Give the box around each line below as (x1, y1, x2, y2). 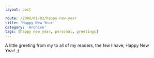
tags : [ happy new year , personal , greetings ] (5, 29, 98, 34)
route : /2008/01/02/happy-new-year (5, 15, 77, 21)
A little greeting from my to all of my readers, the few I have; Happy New (5, 43, 149, 48)
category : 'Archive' (5, 25, 47, 29)
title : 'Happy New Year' (5, 20, 55, 25)
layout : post (5, 7, 31, 12)
